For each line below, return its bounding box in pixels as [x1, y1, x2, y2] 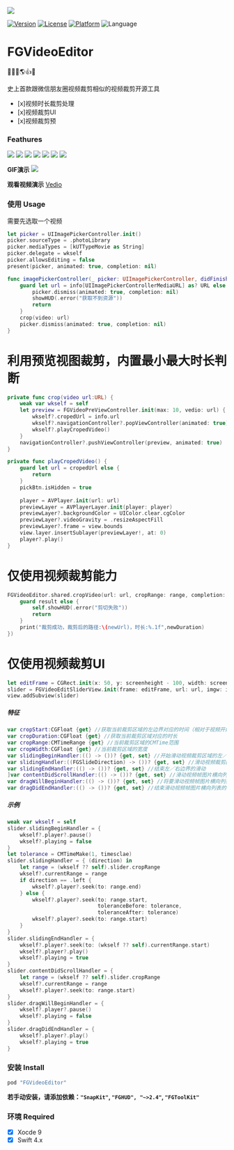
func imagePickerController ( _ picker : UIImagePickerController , [7, 275, 198, 282]
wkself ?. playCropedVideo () [32, 426, 111, 433]
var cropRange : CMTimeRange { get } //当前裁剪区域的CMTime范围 [7, 739, 179, 747]
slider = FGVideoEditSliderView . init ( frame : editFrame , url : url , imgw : [7, 686, 223, 693]
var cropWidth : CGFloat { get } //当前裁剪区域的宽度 [7, 745, 148, 752]
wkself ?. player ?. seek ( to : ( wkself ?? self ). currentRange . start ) [19, 941, 210, 949]
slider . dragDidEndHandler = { [7, 1026, 95, 1033]
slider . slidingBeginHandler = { [7, 825, 101, 832]
